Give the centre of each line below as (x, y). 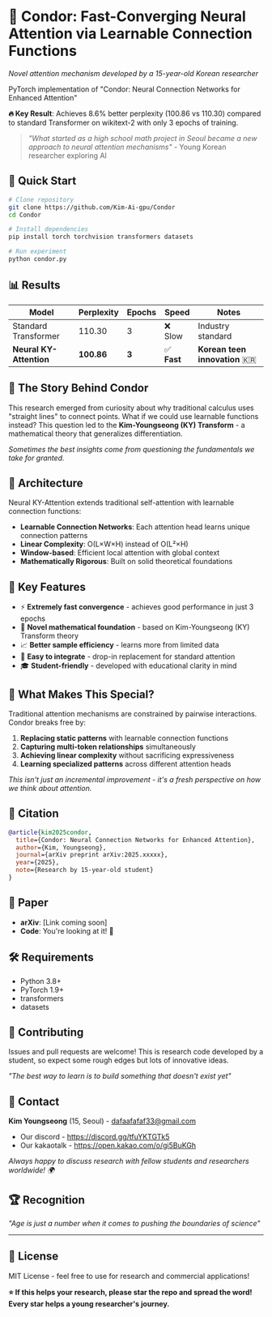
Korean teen (222, 349)
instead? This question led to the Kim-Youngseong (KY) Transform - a (127, 425)
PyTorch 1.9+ (42, 990)
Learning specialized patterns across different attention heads (126, 763)
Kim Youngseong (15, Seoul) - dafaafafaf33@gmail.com (102, 1121)
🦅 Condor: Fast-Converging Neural (127, 17)
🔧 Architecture (46, 483)
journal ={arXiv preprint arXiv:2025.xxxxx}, (92, 855)
